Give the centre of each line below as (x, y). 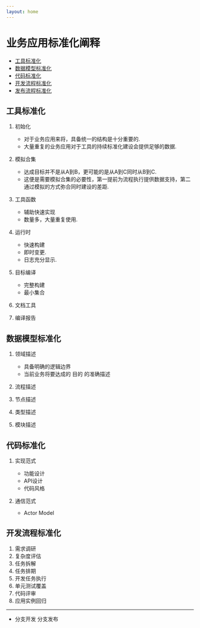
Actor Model (39, 513)
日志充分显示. (40, 260)
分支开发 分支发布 (36, 619)
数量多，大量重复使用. (51, 220)
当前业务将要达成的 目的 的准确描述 (67, 374)
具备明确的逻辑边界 (47, 366)
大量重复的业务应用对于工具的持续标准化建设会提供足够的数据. (100, 147)
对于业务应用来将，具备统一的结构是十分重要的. (82, 139)
